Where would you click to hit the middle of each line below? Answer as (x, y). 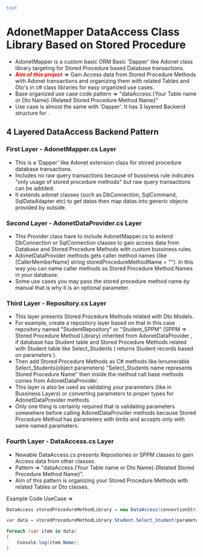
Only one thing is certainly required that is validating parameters (95, 406)
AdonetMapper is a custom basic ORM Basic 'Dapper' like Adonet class (104, 61)
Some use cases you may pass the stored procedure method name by (102, 281)
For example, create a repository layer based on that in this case (95, 323)
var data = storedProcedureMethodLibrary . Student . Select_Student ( (92, 520)
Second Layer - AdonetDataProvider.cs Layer (74, 223)
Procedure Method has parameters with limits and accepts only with (100, 419)
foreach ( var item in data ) (42, 532)
